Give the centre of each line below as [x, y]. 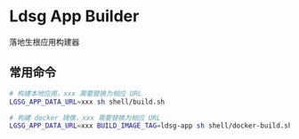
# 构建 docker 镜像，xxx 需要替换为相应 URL [85, 118]
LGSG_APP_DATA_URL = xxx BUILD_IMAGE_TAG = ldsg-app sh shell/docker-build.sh [151, 126]
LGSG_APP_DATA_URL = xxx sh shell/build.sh [87, 102]
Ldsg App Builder [74, 16]
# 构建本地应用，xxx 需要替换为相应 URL [76, 93]
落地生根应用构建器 [44, 42]
